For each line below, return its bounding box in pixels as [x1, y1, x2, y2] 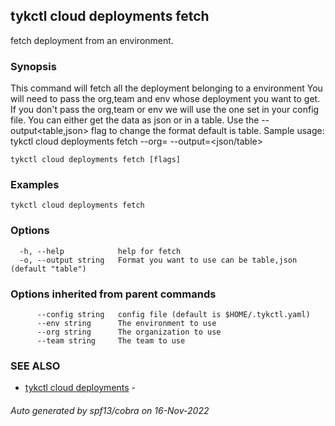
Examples [10, 178, 60, 192]
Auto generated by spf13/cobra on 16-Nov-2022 [10, 404, 210, 416]
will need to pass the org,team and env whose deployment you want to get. [10, 93, 321, 105]
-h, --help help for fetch [19, 246, 182, 256]
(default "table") [10, 264, 87, 274]
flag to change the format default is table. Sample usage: [90, 125, 325, 137]
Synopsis [10, 59, 57, 73]
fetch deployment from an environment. [10, 34, 174, 46]
